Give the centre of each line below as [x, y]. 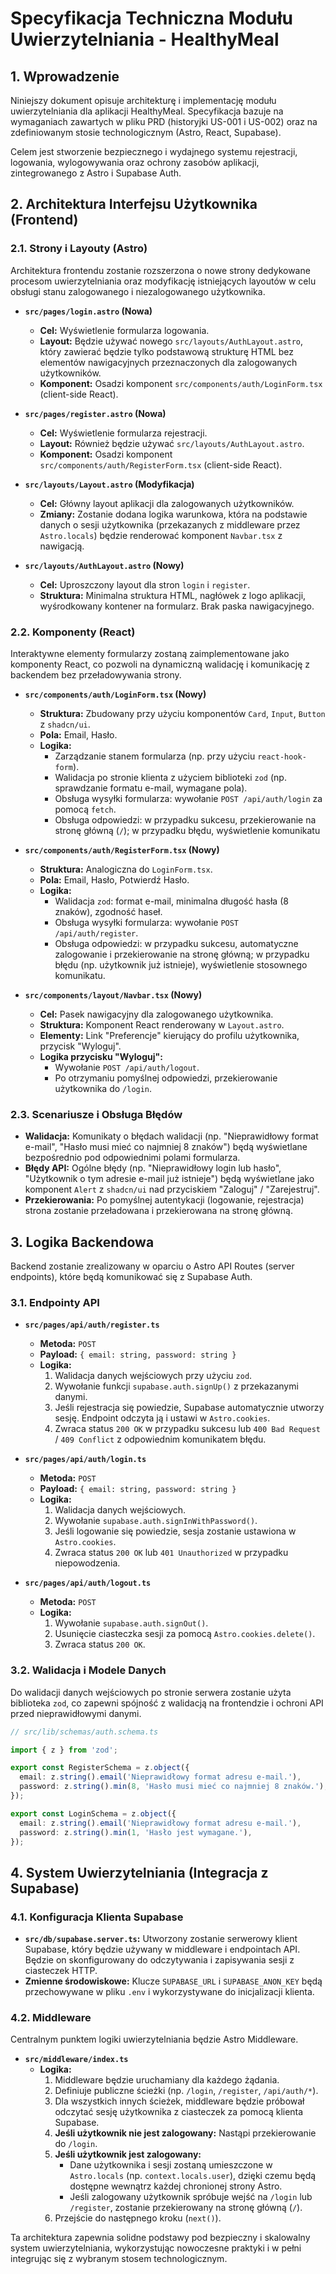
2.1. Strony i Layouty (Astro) [79, 249]
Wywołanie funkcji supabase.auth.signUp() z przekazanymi [176, 1386]
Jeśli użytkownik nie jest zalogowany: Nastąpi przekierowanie [185, 2133]
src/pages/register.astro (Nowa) [95, 413]
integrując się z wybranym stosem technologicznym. [119, 2259]
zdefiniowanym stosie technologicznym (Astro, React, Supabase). [146, 132]
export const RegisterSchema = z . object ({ [100, 1768]
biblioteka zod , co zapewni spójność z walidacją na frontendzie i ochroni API [167, 1703]
